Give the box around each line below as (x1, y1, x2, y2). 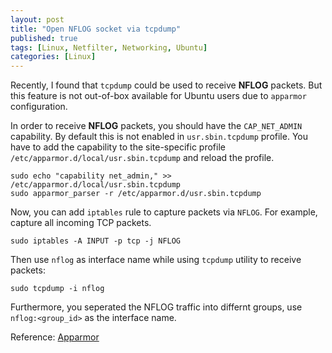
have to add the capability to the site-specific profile (10, 141, 226, 153)
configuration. (10, 101, 68, 113)
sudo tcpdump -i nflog (10, 284, 105, 294)
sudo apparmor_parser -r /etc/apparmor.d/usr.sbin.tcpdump (10, 189, 262, 199)
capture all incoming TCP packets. (10, 217, 152, 229)
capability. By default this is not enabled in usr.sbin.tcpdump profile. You (10, 131, 308, 143)
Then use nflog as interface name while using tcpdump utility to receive (10, 254, 302, 266)
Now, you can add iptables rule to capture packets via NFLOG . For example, (10, 206, 318, 218)
